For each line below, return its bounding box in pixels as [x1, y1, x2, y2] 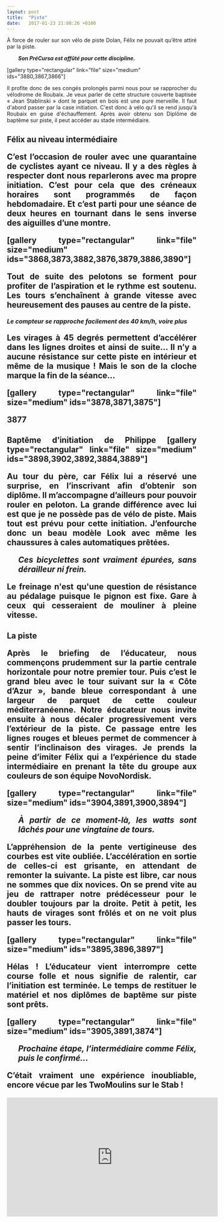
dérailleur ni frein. [18, 564, 87, 575]
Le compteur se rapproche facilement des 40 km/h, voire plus [7, 317, 187, 325]
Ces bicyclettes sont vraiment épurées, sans [18, 555, 197, 565]
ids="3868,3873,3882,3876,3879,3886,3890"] [7, 254, 191, 264]
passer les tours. [7, 917, 72, 928]
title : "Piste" [7, 15, 48, 21]
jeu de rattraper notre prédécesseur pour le [7, 889, 197, 899]
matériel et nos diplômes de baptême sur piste [7, 989, 197, 1000]
